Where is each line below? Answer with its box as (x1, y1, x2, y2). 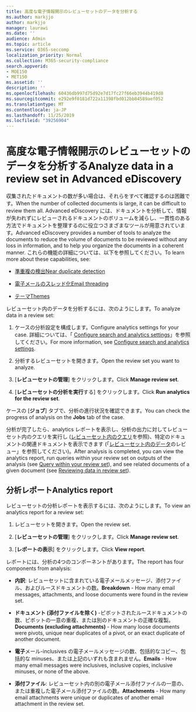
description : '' (6, 85, 46, 91)
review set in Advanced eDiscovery (6, 173, 182, 185)
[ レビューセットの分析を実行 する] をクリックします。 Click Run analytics (14, 389, 190, 396)
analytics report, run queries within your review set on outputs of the (6, 454, 171, 461)
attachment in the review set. (14, 700, 85, 707)
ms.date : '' (6, 31, 35, 36)
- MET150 (6, 74, 27, 80)
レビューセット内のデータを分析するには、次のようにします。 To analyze (6, 305, 180, 312)
